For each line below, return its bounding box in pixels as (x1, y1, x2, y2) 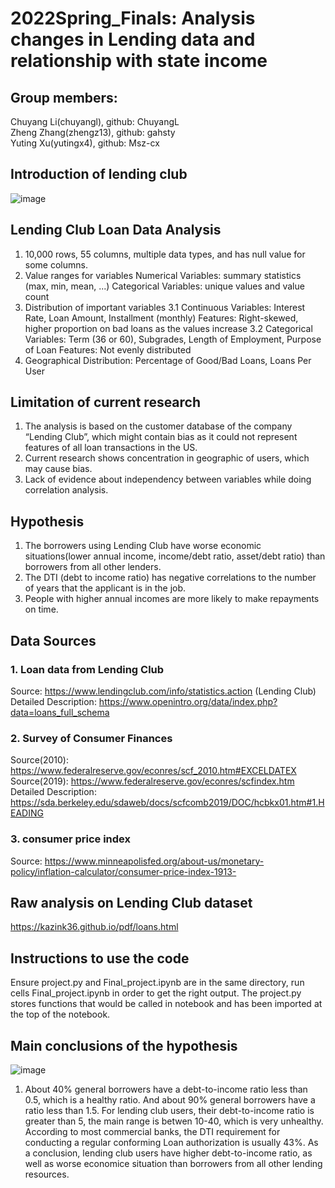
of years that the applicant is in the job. (24, 582, 187, 594)
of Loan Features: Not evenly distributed (24, 343, 192, 356)
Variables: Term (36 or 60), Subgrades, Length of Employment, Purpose (24, 333, 322, 345)
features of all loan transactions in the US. (24, 442, 198, 454)
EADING (10, 807, 44, 819)
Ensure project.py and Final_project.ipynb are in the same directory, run (10, 977, 305, 989)
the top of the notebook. (10, 1008, 111, 1021)
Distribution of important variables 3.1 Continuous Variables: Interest (24, 301, 306, 313)
